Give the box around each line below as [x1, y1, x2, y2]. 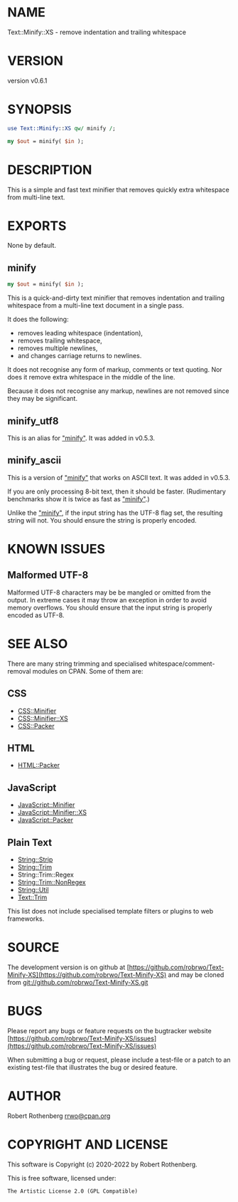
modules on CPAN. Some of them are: [32, 667, 144, 675]
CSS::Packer [17, 721, 55, 730]
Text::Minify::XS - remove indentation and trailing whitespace [7, 28, 187, 36]
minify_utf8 [7, 414, 59, 427]
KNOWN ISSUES [7, 540, 105, 557]
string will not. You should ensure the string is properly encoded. [7, 516, 197, 524]
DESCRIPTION [7, 162, 92, 178]
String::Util [17, 885, 49, 894]
